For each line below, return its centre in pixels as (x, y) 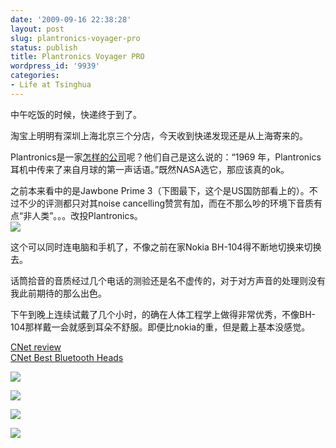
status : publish (44, 47)
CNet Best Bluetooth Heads (67, 357)
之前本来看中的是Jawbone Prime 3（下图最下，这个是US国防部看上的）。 (160, 190)
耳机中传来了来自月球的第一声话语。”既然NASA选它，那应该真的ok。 (150, 169)
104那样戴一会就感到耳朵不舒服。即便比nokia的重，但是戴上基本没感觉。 (160, 327)
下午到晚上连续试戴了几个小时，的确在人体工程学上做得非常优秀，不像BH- (163, 314)
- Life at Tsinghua (51, 85)
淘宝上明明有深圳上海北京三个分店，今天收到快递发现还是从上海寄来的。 (159, 135)
